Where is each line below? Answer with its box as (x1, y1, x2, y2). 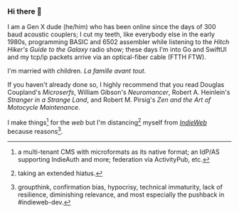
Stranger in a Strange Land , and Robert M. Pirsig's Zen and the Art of (7, 95, 211, 104)
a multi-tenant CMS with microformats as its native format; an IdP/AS (17, 147, 221, 156)
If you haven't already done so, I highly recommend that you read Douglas (7, 80, 225, 89)
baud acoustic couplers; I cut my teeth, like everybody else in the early (7, 30, 216, 38)
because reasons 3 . (7, 125, 63, 135)
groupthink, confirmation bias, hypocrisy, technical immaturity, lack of (17, 182, 223, 191)
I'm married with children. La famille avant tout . (7, 67, 147, 76)
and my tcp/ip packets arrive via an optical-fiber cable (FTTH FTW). (7, 53, 206, 61)
